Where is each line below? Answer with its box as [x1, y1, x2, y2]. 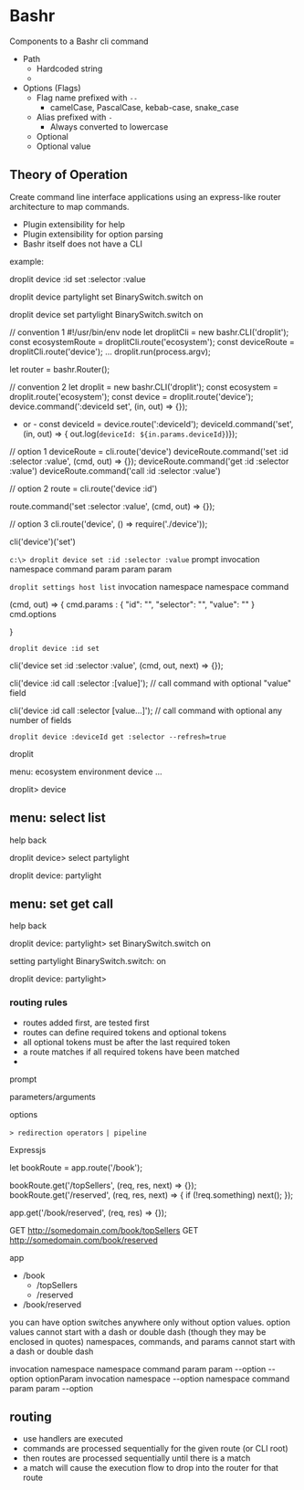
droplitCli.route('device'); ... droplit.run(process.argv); [9, 346, 212, 357]
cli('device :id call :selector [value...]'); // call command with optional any [9, 705, 283, 716]
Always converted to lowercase [49, 121, 169, 132]
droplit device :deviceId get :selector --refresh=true [9, 732, 226, 741]
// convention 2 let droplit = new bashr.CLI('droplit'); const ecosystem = [9, 381, 278, 393]
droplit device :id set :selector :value [9, 273, 146, 284]
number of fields [9, 714, 72, 726]
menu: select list [9, 810, 107, 826]
